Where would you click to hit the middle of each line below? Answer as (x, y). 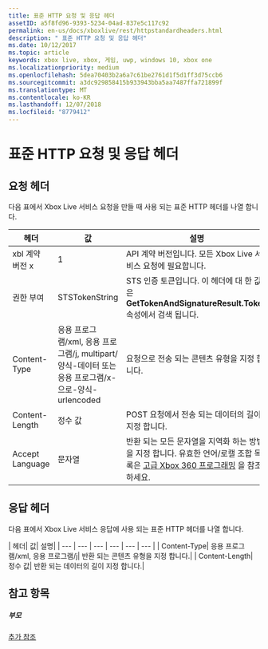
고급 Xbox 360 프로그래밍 (189, 465)
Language (31, 464)
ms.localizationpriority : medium (64, 68)
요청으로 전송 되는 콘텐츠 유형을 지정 (191, 358)
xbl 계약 (27, 254)
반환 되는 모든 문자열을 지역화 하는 (187, 441)
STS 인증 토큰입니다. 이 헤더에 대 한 (189, 281)
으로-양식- (77, 390)
